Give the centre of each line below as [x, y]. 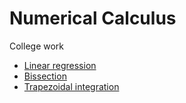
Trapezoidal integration [71, 86]
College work [37, 46]
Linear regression [60, 65]
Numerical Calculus [93, 18]
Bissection [45, 76]
